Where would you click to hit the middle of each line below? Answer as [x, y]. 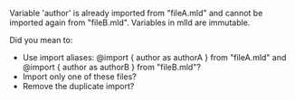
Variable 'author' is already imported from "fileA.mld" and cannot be [136, 13]
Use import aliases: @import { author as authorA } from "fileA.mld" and [154, 57]
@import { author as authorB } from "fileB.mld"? [112, 67]
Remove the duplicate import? [78, 86]
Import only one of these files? [80, 77]
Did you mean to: [41, 40]
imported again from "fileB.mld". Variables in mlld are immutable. [130, 23]
